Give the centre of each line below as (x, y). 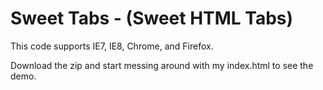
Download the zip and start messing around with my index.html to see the (162, 65)
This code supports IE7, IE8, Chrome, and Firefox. (112, 46)
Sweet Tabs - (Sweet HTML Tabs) (152, 18)
